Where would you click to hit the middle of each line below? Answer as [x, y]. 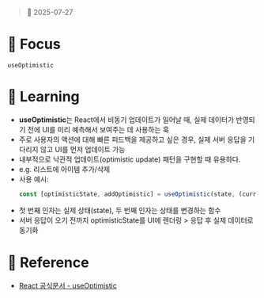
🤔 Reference [48, 262]
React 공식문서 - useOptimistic [68, 285]
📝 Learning [43, 97]
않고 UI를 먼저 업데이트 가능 [83, 149]
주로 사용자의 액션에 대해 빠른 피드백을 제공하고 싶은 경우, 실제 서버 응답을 [132, 139]
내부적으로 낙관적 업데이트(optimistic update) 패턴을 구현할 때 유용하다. [130, 159]
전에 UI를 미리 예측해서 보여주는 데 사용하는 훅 [98, 129]
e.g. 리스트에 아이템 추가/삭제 [64, 169]
